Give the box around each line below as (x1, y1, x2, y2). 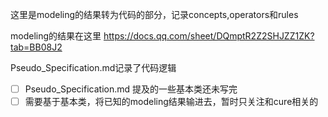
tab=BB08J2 (10, 41, 63, 53)
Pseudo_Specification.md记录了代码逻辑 (10, 62, 177, 73)
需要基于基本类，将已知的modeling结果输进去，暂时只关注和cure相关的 (24, 96, 319, 108)
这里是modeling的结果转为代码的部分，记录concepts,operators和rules (10, 9, 299, 20)
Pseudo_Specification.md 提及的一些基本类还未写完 (24, 83, 238, 95)
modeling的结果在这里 (10, 30, 102, 42)
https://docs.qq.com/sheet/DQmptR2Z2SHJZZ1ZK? (103, 30, 315, 42)
